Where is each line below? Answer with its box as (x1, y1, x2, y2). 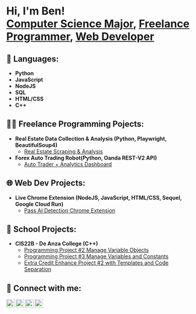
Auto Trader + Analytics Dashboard (24, 161, 112, 168)
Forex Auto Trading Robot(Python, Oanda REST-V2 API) (14, 154, 157, 161)
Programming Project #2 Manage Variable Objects (24, 247, 149, 254)
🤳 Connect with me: (6, 283, 81, 293)
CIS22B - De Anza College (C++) (14, 240, 98, 247)
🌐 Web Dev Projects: (6, 178, 86, 188)
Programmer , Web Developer (6, 30, 155, 43)
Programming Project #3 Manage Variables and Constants (24, 253, 169, 260)
